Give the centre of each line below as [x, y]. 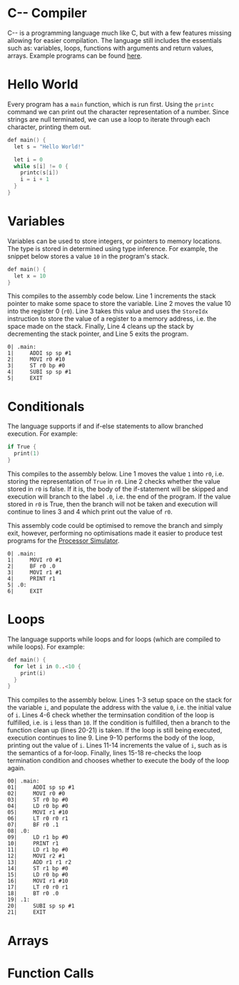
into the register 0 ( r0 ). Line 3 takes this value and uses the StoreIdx [108, 311]
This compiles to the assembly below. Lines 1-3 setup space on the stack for [119, 700]
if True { [22, 447]
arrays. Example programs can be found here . [75, 56]
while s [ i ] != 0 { [41, 166]
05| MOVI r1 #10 [38, 812]
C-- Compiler [47, 13]
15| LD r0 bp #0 [38, 875]
